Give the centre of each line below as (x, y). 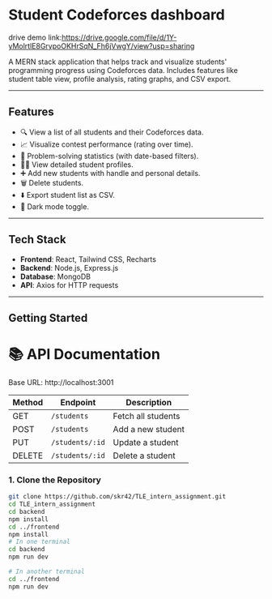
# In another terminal (47, 572)
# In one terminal (39, 542)
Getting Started (48, 318)
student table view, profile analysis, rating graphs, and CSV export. (120, 79)
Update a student (146, 442)
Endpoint (78, 402)
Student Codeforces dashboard (117, 15)
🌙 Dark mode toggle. (54, 206)
